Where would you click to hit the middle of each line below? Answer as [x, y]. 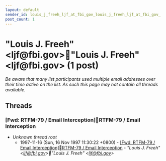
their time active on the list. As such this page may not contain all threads [82, 85]
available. [16, 90]
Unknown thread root [34, 137]
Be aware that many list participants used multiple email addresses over [80, 79]
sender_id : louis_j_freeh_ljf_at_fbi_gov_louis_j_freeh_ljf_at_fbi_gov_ [83, 15]
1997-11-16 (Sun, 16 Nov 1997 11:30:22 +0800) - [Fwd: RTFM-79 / [88, 142]
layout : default [22, 10]
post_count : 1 [20, 19]
